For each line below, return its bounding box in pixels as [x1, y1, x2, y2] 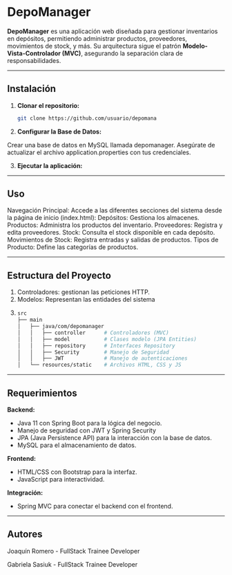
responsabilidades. [7, 56, 61, 64]
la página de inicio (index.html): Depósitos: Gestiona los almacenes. [7, 214, 200, 222]
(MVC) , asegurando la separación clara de [61, 49, 183, 57]
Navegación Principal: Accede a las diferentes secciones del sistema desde [7, 206, 222, 215]
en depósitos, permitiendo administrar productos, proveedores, [7, 34, 188, 42]
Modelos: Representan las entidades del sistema [17, 295, 155, 304]
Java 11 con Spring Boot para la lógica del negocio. [17, 419, 162, 427]
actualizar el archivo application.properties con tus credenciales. [7, 148, 191, 156]
